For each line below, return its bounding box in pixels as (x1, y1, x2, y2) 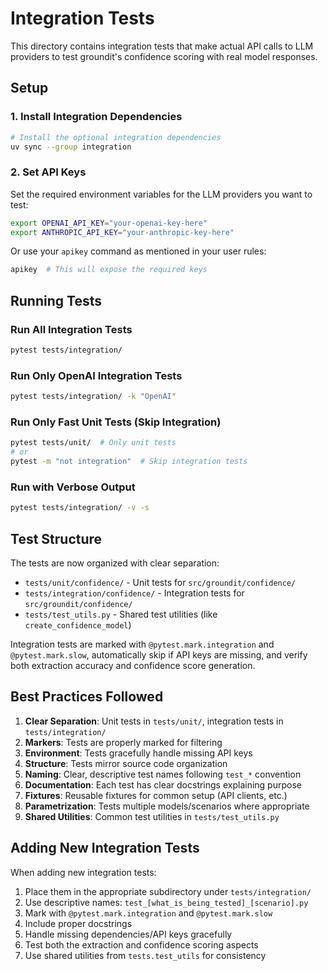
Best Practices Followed (10, 688, 164, 706)
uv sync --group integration (10, 142, 132, 152)
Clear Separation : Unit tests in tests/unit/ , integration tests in (24, 715, 284, 727)
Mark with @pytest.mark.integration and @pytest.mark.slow (24, 907, 273, 919)
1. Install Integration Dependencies (10, 110, 183, 124)
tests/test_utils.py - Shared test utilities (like (24, 608, 218, 620)
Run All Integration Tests (10, 322, 133, 336)
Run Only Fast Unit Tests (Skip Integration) (10, 415, 222, 429)
